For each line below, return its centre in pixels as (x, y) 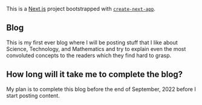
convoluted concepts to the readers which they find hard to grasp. (89, 55)
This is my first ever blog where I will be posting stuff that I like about (92, 42)
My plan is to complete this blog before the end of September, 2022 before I (101, 89)
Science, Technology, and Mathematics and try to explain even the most (96, 49)
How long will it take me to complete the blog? (95, 74)
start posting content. (33, 95)
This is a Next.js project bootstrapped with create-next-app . (81, 9)
